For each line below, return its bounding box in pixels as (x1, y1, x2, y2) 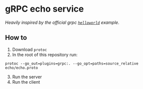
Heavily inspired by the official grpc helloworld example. (5, 19, 120, 25)
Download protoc (12, 46, 47, 52)
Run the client (12, 79, 41, 85)
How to (5, 34, 27, 42)
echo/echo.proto (5, 65, 38, 70)
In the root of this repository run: (12, 52, 78, 57)
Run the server (12, 74, 42, 80)
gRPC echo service (5, 3, 84, 15)
